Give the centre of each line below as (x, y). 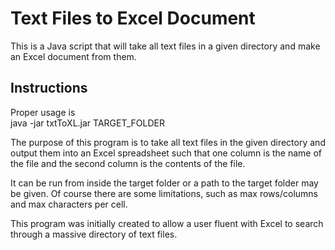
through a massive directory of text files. (94, 234)
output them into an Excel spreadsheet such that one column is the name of (166, 153)
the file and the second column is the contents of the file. (128, 163)
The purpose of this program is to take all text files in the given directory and (168, 142)
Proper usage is (43, 112)
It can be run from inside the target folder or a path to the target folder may (164, 183)
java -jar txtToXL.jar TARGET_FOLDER (87, 123)
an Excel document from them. (73, 56)
